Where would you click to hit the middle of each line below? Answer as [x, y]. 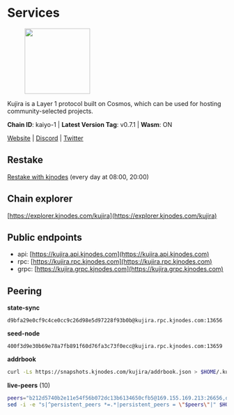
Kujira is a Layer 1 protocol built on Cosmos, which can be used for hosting [114, 103]
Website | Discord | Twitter [45, 138]
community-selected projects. [50, 111]
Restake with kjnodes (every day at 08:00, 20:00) [78, 176]
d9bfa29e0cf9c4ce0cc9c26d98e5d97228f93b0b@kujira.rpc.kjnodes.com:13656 [115, 321]
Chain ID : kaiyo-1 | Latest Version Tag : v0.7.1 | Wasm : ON [90, 124]
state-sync [24, 308]
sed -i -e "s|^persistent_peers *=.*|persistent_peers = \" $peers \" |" [112, 405]
